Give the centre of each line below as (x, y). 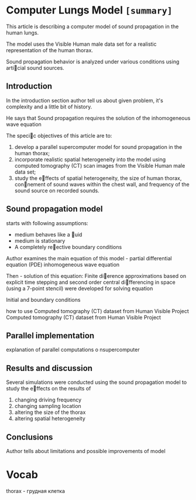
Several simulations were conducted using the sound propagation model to (97, 382)
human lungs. (23, 32)
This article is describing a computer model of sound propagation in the (92, 26)
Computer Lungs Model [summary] (89, 10)
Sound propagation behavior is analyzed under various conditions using (93, 62)
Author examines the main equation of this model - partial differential (89, 258)
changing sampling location (48, 406)
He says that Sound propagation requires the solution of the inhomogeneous (98, 118)
